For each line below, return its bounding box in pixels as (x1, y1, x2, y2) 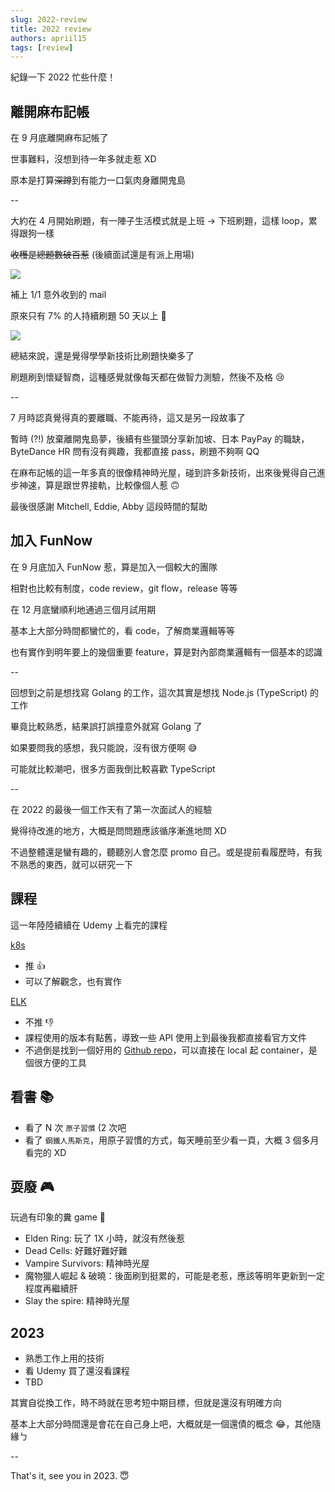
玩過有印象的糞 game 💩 (10, 1211, 106, 1223)
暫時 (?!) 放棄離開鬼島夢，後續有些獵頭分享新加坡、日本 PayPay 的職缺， (10, 433, 310, 445)
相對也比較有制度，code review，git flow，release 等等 (10, 582, 238, 594)
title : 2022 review (10, 24, 92, 34)
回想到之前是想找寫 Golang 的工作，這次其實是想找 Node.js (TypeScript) (10, 686, 308, 698)
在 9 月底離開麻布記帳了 (10, 132, 109, 144)
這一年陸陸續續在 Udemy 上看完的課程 (10, 919, 168, 931)
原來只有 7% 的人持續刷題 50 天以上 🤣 (10, 310, 167, 322)
